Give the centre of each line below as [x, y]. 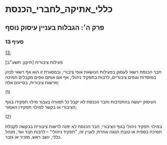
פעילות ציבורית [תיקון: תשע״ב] [34, 62]
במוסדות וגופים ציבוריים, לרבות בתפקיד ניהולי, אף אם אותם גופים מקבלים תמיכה [81, 77]
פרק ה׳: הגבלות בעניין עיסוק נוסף [55, 28]
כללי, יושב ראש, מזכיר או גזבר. [33, 137]
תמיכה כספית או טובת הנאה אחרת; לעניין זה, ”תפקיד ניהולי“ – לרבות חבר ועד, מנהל [83, 132]
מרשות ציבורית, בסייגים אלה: [32, 82]
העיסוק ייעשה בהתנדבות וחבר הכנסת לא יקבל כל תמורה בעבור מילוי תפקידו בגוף [81, 102]
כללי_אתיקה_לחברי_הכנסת [59, 9]
